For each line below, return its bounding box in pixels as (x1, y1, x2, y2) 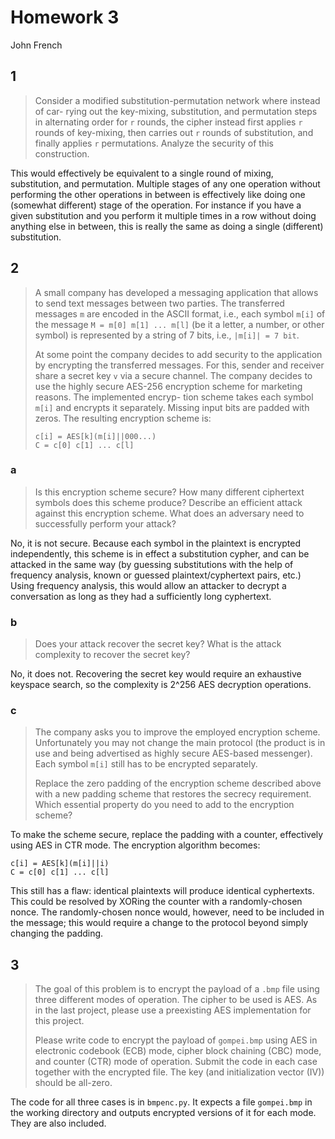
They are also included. (10, 1117, 107, 1130)
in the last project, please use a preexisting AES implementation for (34, 1004, 312, 1016)
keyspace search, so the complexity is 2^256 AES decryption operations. (10, 679, 312, 691)
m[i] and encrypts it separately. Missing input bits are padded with (34, 401, 310, 413)
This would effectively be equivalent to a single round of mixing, (10, 167, 274, 179)
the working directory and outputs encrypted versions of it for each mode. (10, 1107, 317, 1119)
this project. (34, 1015, 85, 1027)
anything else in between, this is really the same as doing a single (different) (10, 220, 324, 232)
